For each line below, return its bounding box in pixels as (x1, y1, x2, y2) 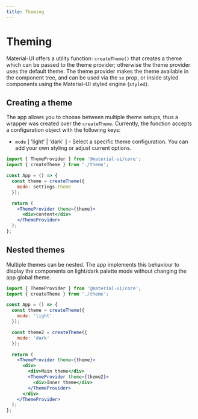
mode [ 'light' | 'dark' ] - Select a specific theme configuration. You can (14, 138, 188, 145)
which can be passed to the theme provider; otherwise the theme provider (6, 61, 191, 68)
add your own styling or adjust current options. (14, 144, 132, 152)
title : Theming (6, 8, 45, 15)
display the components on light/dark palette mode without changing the (6, 267, 187, 275)
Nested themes (6, 245, 65, 255)
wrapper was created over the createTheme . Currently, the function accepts (6, 120, 193, 127)
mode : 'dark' (17, 335, 50, 341)
